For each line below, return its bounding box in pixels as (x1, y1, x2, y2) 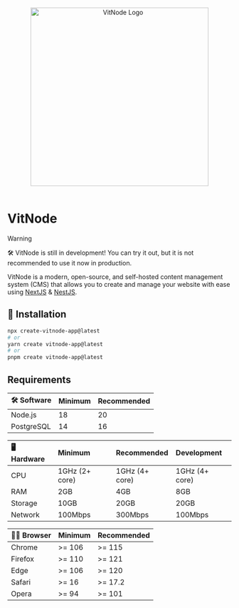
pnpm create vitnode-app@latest (7, 354, 103, 361)
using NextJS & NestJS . (7, 288, 78, 296)
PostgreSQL (11, 421, 51, 431)
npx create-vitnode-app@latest (7, 327, 100, 335)
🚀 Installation (7, 308, 67, 320)
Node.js (11, 410, 37, 420)
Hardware (11, 454, 45, 464)
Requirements (7, 373, 71, 385)
